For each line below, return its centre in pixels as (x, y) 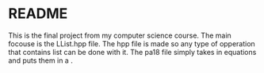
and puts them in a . (40, 60)
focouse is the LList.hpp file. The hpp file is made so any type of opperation (132, 43)
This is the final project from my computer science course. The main (120, 35)
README (38, 14)
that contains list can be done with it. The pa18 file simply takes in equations (132, 52)
